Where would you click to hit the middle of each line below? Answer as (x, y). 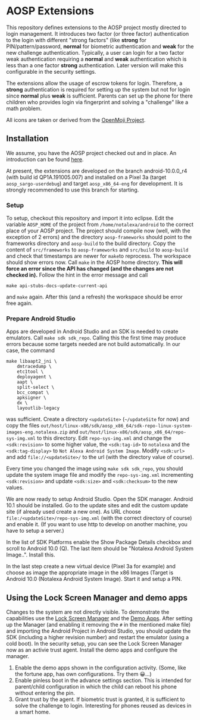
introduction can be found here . (45, 159)
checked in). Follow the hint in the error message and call (77, 275)
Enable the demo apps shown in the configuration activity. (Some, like (100, 668)
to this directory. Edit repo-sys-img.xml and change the (104, 438)
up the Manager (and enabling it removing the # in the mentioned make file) (99, 625)
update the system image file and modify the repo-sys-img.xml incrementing (100, 475)
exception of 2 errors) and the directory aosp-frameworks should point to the (99, 237)
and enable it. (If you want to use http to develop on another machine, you (97, 524)
